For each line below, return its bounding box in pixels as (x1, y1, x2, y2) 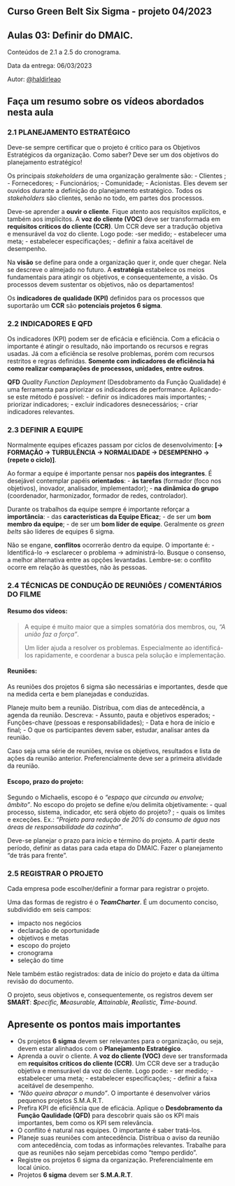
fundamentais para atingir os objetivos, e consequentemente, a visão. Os (7, 273, 218, 281)
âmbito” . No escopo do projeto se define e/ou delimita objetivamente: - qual (7, 801, 227, 809)
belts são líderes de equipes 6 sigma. (7, 527, 115, 536)
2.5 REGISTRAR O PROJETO (7, 869, 104, 878)
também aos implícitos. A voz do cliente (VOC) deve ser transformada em (7, 215, 220, 223)
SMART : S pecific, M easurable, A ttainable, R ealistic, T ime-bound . (7, 998, 198, 1006)
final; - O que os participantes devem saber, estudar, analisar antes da (7, 725, 210, 734)
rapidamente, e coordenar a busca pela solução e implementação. (34, 650, 226, 659)
